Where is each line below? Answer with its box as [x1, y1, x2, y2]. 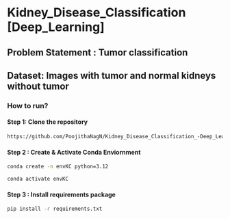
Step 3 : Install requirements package [7, 190, 116, 198]
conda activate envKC [7, 176, 69, 183]
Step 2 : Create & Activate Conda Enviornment [7, 148, 141, 156]
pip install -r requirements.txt [7, 205, 103, 213]
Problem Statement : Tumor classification [7, 47, 188, 58]
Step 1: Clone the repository [7, 118, 88, 126]
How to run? [7, 101, 49, 110]
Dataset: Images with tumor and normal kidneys [7, 70, 216, 81]
